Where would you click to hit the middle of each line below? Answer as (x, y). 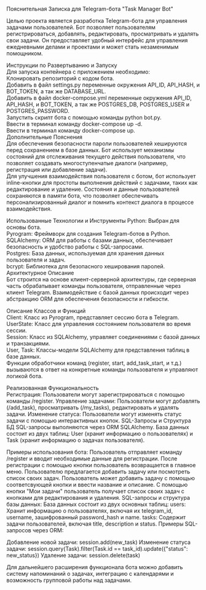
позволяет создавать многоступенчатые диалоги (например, (87, 163)
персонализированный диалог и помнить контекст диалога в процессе (100, 202)
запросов (19, 530)
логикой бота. (25, 376)
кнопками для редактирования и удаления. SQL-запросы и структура (98, 498)
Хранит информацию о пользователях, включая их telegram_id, (90, 511)
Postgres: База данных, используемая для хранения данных (85, 253)
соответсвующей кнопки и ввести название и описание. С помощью (97, 485)
